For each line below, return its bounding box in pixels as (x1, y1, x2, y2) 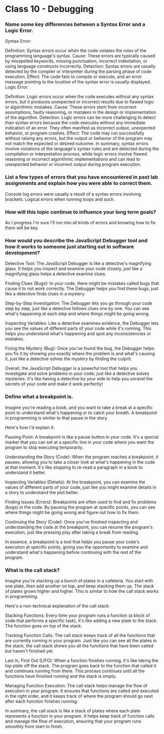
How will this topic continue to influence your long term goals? (5, 209, 156, 215)
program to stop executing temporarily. (5, 444, 84, 450)
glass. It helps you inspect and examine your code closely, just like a (5, 266, 143, 272)
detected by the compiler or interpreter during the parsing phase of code (5, 69, 152, 75)
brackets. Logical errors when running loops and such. (5, 196, 115, 202)
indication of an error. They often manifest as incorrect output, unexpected (5, 125, 155, 131)
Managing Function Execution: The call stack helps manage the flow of (5, 682, 148, 688)
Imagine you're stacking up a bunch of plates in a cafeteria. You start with (5, 577, 154, 583)
